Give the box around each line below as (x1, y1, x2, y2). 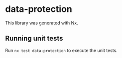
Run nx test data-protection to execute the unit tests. (5, 47, 118, 53)
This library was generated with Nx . (5, 20, 78, 26)
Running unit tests (5, 34, 63, 43)
